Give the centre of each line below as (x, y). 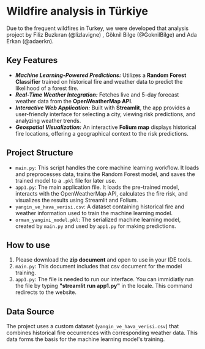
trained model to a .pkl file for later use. (66, 180)
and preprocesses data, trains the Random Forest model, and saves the (105, 174)
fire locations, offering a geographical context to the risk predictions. (102, 133)
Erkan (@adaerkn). (30, 41)
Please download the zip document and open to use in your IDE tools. (103, 260)
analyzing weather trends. (48, 120)
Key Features (32, 60)
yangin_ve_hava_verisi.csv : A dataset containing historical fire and (100, 207)
